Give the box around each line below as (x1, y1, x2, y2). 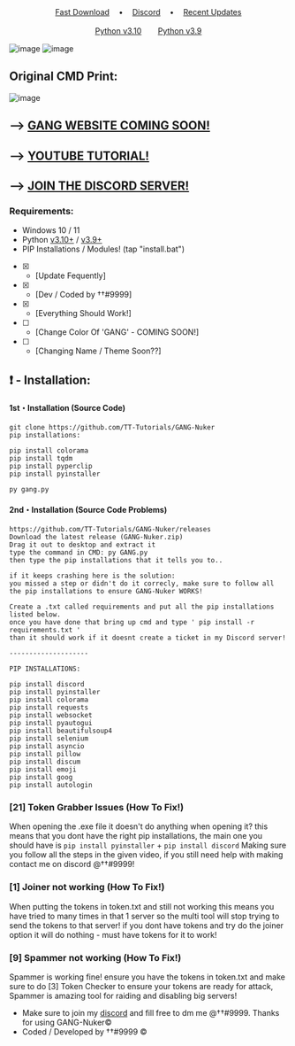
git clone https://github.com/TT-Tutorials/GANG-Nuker (9, 422, 216, 431)
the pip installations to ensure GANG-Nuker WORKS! (9, 587, 203, 596)
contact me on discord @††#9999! (9, 859, 135, 870)
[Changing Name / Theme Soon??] (34, 345, 162, 356)
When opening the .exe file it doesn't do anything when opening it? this (9, 821, 269, 832)
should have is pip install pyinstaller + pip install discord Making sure (9, 840, 287, 851)
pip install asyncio (9, 742, 86, 751)
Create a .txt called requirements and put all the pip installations (9, 602, 275, 612)
